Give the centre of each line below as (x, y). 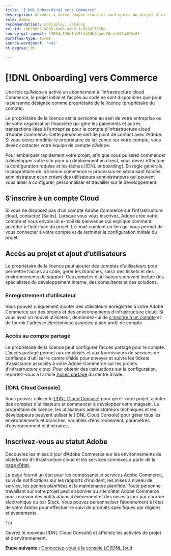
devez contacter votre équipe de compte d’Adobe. (58, 145)
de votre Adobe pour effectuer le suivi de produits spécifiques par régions (83, 507)
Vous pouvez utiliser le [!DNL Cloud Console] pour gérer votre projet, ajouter (85, 399)
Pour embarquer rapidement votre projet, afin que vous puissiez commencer (85, 155)
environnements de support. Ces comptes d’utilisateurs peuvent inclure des (85, 277)
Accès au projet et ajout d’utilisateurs (66, 253)
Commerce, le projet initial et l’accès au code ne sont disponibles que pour (83, 97)
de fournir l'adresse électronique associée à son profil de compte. (74, 323)
